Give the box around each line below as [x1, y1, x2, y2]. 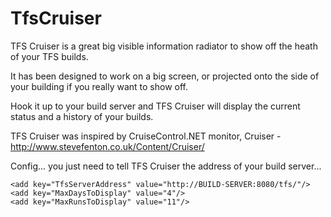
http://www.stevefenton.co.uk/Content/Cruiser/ [10, 140, 205, 152]
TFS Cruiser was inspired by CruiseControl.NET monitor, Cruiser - [10, 130, 282, 142]
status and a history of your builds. [10, 110, 154, 122]
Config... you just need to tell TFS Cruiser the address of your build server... [10, 160, 322, 172]
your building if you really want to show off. [10, 80, 188, 92]
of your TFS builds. [10, 50, 89, 62]
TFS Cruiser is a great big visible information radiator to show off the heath [10, 40, 318, 52]
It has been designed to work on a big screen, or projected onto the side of [10, 70, 320, 82]
